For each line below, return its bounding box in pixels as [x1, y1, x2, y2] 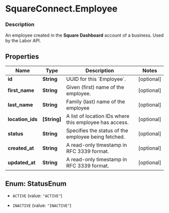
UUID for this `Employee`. [66, 76, 126, 83]
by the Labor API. [5, 38, 41, 44]
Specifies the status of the [66, 127, 128, 134]
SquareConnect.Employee [5, 3, 118, 15]
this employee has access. [66, 119, 129, 126]
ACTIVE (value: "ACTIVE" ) [12, 193, 63, 199]
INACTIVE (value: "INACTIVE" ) [12, 202, 72, 208]
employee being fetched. [66, 134, 125, 141]
